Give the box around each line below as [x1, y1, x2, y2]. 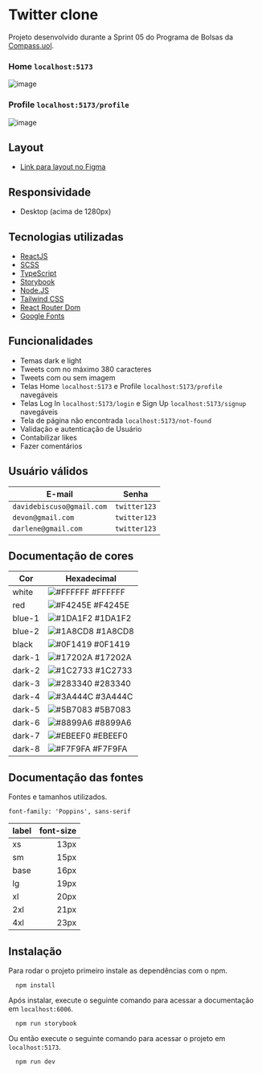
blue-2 [12, 625, 40, 637]
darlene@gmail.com [12, 524, 83, 533]
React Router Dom [19, 302, 81, 312]
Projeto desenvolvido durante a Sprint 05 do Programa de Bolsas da [8, 32, 234, 42]
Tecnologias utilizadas [8, 230, 124, 244]
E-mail [46, 488, 74, 499]
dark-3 [12, 678, 40, 689]
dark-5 [12, 704, 40, 715]
